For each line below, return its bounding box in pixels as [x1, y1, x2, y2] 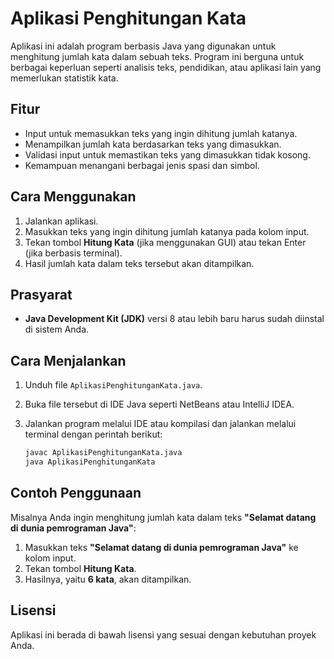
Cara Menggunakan [10, 188, 137, 206]
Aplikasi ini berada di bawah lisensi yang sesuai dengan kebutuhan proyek [10, 628, 317, 641]
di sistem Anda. [24, 323, 90, 336]
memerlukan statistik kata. [10, 72, 119, 84]
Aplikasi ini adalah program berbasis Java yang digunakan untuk [10, 40, 277, 52]
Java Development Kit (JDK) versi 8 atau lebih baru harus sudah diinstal [24, 313, 325, 325]
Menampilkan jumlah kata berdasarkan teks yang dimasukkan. [24, 138, 282, 150]
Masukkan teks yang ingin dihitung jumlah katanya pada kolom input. [24, 225, 310, 237]
